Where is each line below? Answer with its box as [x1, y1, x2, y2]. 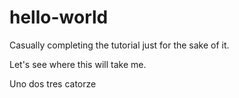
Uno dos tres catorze [9, 77, 97, 90]
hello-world [9, 6, 109, 29]
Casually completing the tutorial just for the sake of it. [9, 39, 230, 51]
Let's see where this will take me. [9, 58, 147, 70]
